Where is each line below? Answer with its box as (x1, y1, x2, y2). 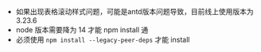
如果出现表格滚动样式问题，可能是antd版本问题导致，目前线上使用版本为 (15, 7, 254, 16)
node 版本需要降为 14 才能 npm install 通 (15, 25, 149, 34)
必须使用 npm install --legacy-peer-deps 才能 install (15, 35, 190, 44)
